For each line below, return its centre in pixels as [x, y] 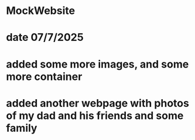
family [22, 128]
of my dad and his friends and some [95, 116]
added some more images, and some [97, 64]
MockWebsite [40, 11]
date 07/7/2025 [45, 38]
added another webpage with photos [97, 103]
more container [44, 76]
